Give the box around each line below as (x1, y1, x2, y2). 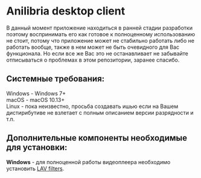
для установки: (6, 142, 68, 153)
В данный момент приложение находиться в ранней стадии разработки (6, 24, 193, 31)
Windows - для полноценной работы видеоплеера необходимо (6, 158, 171, 165)
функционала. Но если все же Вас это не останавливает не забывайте (6, 49, 189, 57)
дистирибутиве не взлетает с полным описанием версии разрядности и (6, 109, 194, 116)
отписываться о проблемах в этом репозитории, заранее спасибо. (6, 56, 180, 63)
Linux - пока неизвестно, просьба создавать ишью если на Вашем (6, 103, 179, 110)
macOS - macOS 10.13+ (6, 96, 65, 103)
